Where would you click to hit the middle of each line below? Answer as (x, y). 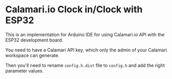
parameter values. (24, 71)
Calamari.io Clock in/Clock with (74, 9)
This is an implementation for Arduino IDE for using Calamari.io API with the (85, 34)
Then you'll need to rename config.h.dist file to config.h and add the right (85, 65)
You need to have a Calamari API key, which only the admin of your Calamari (86, 50)
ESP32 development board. (34, 40)
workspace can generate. (32, 55)
